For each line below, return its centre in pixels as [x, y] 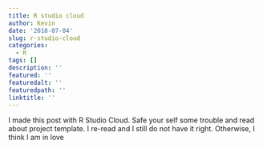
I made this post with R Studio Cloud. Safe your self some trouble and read [131, 120]
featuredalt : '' [35, 82]
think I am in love [36, 138]
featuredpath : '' [37, 90]
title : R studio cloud [46, 16]
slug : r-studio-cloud [45, 38]
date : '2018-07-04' [41, 30]
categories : [28, 46]
